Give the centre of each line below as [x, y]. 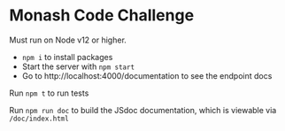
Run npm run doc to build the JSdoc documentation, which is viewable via [143, 110]
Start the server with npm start [78, 66]
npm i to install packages [67, 57]
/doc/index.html [39, 119]
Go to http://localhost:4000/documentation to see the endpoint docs [147, 75]
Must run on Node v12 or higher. [68, 40]
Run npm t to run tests [49, 93]
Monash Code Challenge [102, 15]
